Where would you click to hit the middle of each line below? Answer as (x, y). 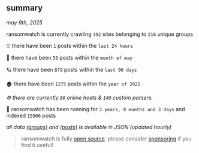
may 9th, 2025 (25, 22)
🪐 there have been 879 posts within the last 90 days (72, 69)
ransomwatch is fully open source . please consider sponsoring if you (106, 139)
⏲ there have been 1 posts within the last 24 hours (70, 45)
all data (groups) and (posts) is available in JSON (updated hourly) (89, 127)
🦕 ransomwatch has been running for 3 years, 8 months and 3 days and (96, 109)
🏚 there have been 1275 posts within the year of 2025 (73, 84)
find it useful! (37, 145)
